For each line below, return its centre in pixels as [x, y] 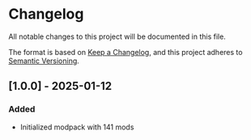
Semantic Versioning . [44, 61]
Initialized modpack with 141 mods [77, 127]
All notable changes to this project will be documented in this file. [117, 36]
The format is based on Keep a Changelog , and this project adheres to [125, 52]
